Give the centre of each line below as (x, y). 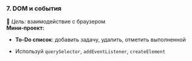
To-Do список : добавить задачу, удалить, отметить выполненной (101, 40)
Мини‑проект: (25, 28)
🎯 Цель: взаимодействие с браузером (56, 22)
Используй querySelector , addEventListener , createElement (90, 51)
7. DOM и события (34, 8)
